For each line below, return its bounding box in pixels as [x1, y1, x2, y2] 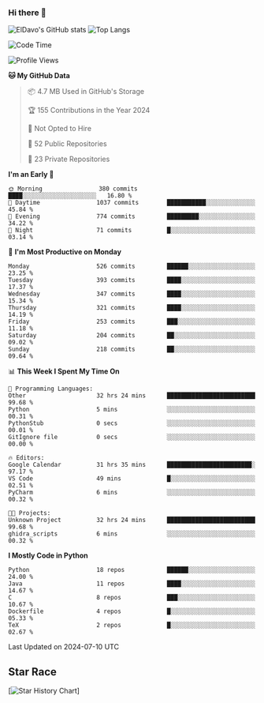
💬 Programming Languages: [8, 385, 93, 393]
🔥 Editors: [8, 454, 45, 462]
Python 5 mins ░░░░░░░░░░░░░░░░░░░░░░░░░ [8, 406, 256, 414]
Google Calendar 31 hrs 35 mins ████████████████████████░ [8, 461, 256, 469]
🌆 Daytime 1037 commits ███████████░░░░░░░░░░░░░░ [8, 199, 256, 207]
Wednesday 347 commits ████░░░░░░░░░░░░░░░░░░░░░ [8, 290, 256, 299]
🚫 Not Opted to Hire [27, 124, 92, 133]
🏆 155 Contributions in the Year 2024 [27, 106, 151, 115]
